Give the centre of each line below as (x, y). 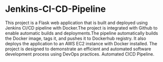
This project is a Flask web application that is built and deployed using (77, 23)
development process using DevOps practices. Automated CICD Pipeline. (80, 54)
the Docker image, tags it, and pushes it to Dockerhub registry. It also (76, 38)
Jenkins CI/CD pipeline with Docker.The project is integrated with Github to (81, 28)
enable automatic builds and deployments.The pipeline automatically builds (81, 33)
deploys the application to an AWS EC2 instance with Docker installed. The (81, 43)
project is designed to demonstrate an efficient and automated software (78, 49)
